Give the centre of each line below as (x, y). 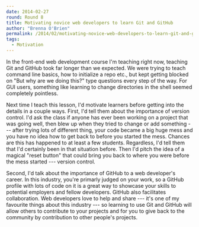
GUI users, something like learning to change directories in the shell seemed (99, 87)
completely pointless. (32, 93)
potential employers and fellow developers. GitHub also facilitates (86, 192)
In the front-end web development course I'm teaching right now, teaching (97, 62)
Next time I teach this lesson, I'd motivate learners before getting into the (95, 105)
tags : (13, 39)
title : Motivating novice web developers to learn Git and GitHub (90, 23)
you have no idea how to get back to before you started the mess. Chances (98, 136)
